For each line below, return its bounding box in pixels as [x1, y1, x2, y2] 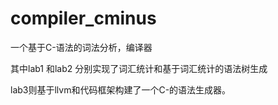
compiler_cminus [10, 7, 157, 30]
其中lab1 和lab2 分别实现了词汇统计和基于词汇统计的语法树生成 [10, 62, 268, 74]
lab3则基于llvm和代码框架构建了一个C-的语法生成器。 [10, 83, 232, 96]
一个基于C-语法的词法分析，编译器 [10, 41, 153, 53]
